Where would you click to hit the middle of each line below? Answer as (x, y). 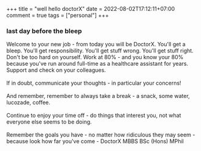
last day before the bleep (44, 31)
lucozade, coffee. (28, 102)
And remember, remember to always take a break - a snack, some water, (98, 96)
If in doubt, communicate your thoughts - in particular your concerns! (94, 83)
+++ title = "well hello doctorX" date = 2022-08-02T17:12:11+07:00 (91, 9)
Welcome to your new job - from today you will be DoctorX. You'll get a (96, 44)
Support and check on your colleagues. (56, 70)
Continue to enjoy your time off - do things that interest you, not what (94, 116)
